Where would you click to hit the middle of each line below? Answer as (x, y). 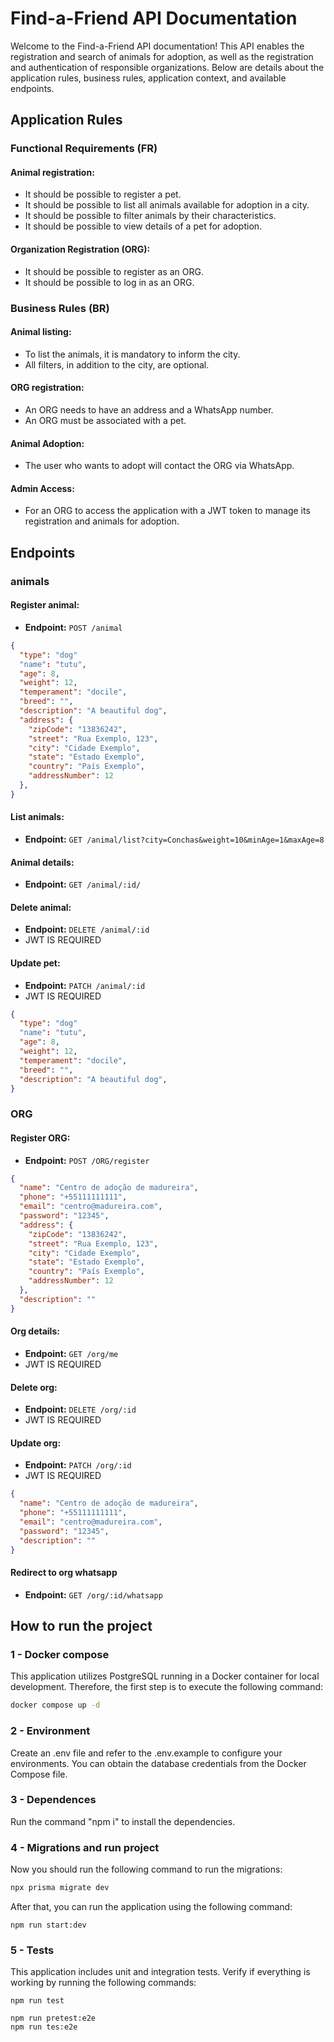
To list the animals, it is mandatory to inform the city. (132, 354)
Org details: (35, 1331)
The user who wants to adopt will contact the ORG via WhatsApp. (159, 466)
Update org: (36, 1443)
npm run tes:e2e (44, 2027)
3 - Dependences (53, 1800)
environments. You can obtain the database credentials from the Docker (158, 1763)
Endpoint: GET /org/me (71, 1353)
